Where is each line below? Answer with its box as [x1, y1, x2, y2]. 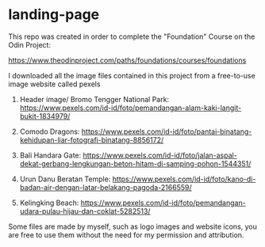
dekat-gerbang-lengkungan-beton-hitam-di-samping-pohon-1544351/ [19, 158, 252, 168]
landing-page [8, 6, 100, 24]
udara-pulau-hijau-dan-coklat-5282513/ [19, 206, 151, 215]
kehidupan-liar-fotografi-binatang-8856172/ [19, 135, 164, 144]
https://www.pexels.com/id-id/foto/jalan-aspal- [83, 150, 238, 160]
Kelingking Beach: [19, 198, 79, 207]
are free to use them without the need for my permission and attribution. [8, 230, 244, 239]
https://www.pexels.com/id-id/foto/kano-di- [112, 174, 256, 184]
